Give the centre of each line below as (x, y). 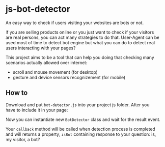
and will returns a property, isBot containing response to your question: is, (81, 134)
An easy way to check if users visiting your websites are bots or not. (75, 23)
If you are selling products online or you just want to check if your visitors (80, 32)
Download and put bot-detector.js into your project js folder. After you (78, 105)
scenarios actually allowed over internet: (46, 62)
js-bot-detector (38, 9)
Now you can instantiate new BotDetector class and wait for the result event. (83, 119)
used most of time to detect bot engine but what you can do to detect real (80, 42)
